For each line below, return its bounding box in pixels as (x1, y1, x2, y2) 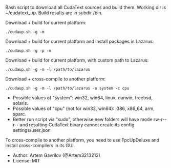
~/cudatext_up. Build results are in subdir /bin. (5, 10, 103, 16)
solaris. (12, 100, 29, 106)
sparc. (12, 111, 27, 117)
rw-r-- (153, 117, 167, 122)
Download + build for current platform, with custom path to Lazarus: (5, 57, 149, 63)
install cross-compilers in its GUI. (5, 143, 75, 148)
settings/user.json (12, 127, 51, 133)
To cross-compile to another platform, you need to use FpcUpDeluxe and (5, 137, 160, 143)
